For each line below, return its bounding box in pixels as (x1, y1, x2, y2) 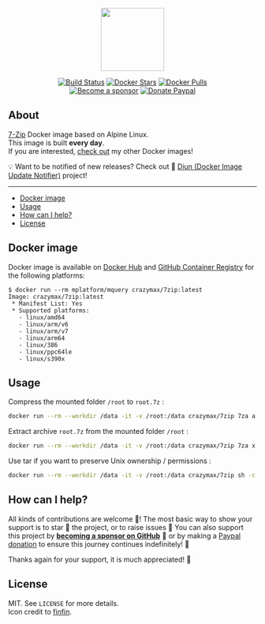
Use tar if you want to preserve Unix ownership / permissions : (8, 456, 211, 465)
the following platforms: (8, 271, 85, 280)
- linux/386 (18, 341, 58, 349)
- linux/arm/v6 (18, 320, 69, 328)
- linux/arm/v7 (18, 327, 69, 335)
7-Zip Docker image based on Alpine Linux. (8, 129, 149, 139)
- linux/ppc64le (18, 348, 73, 356)
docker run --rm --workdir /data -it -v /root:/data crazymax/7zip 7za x (8, 442, 256, 450)
